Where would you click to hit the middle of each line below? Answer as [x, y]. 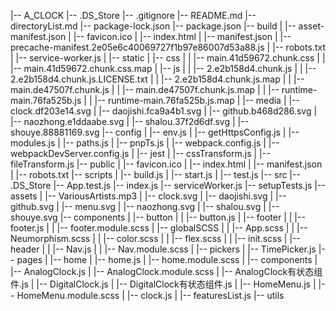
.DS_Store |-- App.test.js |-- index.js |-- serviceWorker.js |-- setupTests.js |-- [168, 185]
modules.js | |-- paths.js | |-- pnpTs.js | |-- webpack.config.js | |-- [145, 143]
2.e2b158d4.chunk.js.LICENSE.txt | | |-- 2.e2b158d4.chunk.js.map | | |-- [157, 79]
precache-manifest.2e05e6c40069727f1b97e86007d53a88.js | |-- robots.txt [168, 47]
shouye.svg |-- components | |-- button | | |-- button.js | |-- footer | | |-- [158, 217]
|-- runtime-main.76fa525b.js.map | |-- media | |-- [197, 100]
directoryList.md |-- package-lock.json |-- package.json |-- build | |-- [153, 26]
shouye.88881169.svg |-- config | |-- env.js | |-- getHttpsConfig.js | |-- [155, 132]
